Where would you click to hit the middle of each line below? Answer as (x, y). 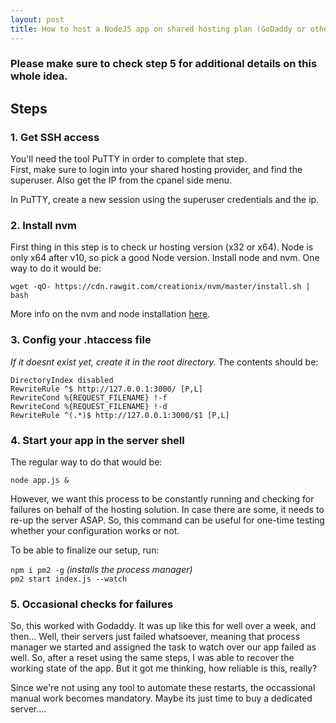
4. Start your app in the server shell (97, 440)
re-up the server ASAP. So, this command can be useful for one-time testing (167, 520)
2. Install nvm (44, 226)
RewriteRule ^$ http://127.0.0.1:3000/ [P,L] (106, 389)
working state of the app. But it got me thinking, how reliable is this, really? (164, 668)
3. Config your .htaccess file (81, 340)
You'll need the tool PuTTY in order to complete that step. (128, 159)
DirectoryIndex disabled (62, 380)
